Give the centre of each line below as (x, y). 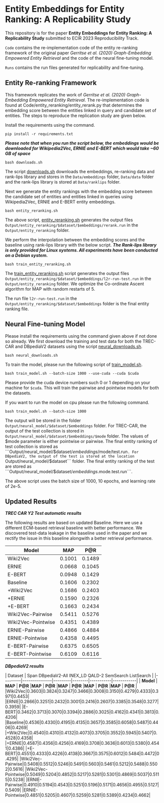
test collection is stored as (32, 446)
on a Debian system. (26, 255)
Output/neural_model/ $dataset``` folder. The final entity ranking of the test (80, 461)
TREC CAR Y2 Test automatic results (43, 513)
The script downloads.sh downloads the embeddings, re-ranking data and (80, 171)
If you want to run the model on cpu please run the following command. (77, 402)
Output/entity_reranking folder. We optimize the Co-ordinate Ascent (75, 284)
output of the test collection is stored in (45, 431)
